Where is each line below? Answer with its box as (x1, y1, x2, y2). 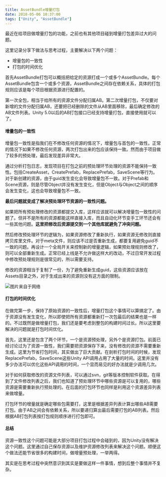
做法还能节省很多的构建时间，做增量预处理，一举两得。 (9, 449, 122, 455)
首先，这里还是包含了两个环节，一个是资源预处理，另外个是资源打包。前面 (5, 337, 157, 343)
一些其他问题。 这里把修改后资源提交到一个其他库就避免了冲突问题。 (5, 221, 144, 227)
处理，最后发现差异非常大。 (26, 152, 83, 158)
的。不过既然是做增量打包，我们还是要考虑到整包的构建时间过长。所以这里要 (5, 320, 161, 326)
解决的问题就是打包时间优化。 (5, 326, 66, 332)
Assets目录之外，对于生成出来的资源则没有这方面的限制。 (5, 273, 123, 279)
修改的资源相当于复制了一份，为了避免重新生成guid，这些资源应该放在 (5, 266, 148, 272)
